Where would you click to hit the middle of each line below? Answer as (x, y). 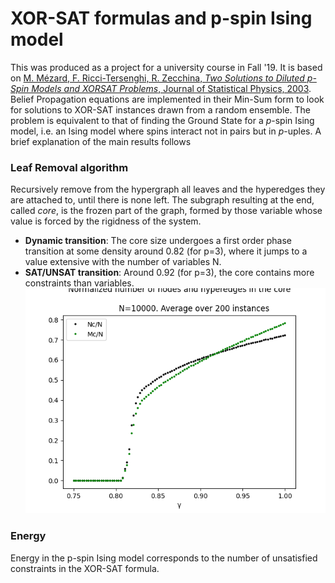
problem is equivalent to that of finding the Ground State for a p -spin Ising (162, 120)
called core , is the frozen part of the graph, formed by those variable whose (166, 211)
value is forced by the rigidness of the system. (106, 221)
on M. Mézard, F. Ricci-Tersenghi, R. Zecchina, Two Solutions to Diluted (157, 78)
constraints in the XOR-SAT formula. (85, 568)
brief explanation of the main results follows (101, 141)
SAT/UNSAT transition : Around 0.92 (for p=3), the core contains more (169, 273)
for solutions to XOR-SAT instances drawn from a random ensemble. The (160, 109)
